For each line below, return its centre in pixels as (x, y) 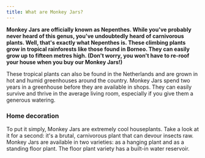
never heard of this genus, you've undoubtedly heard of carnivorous (95, 36)
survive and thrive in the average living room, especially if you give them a (100, 93)
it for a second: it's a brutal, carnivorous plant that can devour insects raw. (100, 135)
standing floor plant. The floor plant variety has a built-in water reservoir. (98, 148)
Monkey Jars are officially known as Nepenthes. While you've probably (99, 29)
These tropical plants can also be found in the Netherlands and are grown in (102, 73)
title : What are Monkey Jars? (45, 12)
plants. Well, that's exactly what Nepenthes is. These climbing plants (96, 42)
